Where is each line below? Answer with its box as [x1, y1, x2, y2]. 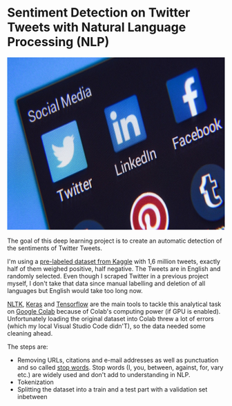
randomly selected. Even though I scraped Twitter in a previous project [7, 272, 209, 280]
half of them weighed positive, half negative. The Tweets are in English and [7, 264, 221, 273]
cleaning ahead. [7, 329, 53, 337]
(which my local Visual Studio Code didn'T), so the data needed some [7, 322, 206, 330]
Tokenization [17, 378, 54, 386]
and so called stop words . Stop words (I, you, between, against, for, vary [17, 363, 224, 372]
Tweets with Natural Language [7, 19, 186, 35]
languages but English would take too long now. [7, 286, 143, 294]
